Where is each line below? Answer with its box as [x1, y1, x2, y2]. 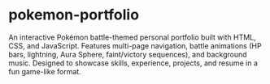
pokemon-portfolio [8, 6, 140, 24]
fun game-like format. [8, 66, 81, 76]
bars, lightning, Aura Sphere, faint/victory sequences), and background [8, 49, 247, 59]
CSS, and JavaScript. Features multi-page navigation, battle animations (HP [8, 40, 262, 50]
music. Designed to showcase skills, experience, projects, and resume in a [8, 58, 259, 68]
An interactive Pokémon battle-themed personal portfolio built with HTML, [8, 32, 256, 42]
